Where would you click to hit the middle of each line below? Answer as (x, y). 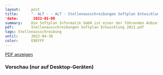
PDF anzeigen (19, 54)
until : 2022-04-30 (29, 37)
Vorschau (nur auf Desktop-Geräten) (49, 67)
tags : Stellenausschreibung (33, 32)
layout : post (23, 9)
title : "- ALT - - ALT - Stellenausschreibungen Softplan (70, 14)
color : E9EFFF (25, 41)
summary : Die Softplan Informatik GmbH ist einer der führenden (75, 23)
